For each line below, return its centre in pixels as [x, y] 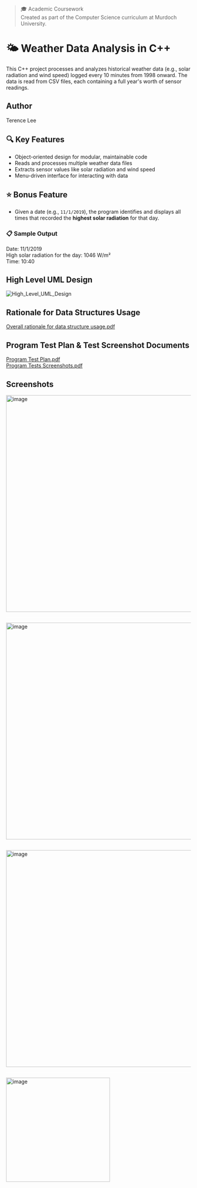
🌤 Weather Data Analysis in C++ [89, 49]
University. [33, 24]
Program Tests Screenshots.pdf [45, 366]
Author [19, 106]
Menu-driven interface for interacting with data [71, 176]
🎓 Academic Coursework [52, 9]
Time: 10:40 [21, 261]
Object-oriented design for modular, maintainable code [81, 157]
